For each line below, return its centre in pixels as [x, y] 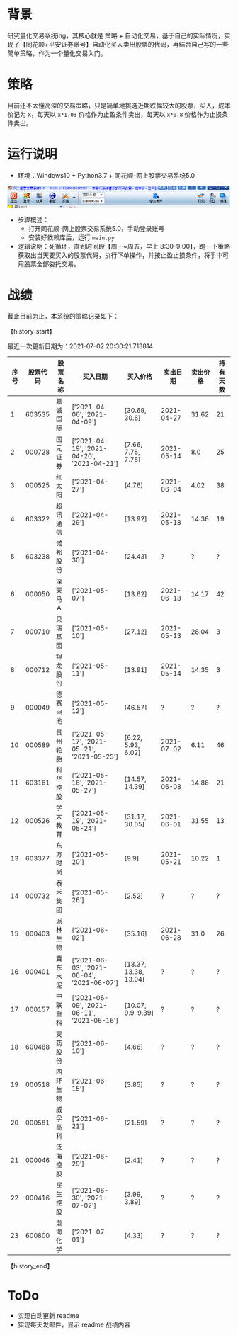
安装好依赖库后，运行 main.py [71, 237]
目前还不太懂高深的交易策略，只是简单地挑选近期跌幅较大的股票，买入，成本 [119, 105]
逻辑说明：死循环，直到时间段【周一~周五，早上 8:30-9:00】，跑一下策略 [124, 246]
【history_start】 [32, 331]
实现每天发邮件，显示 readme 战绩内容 [74, 1324]
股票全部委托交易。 [52, 263]
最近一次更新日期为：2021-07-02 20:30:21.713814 [80, 346]
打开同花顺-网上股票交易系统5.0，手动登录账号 [96, 228]
